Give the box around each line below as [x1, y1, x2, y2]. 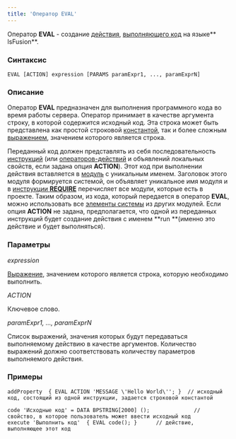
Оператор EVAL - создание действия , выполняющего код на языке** [7, 30, 217, 38]
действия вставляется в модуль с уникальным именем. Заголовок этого [7, 170, 228, 178]
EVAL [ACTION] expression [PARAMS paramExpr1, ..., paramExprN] [7, 71, 201, 78]
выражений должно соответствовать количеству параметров [7, 347, 196, 356]
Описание [7, 87, 45, 97]
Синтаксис [7, 54, 47, 64]
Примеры [7, 372, 43, 382]
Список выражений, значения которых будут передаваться [7, 332, 188, 340]
